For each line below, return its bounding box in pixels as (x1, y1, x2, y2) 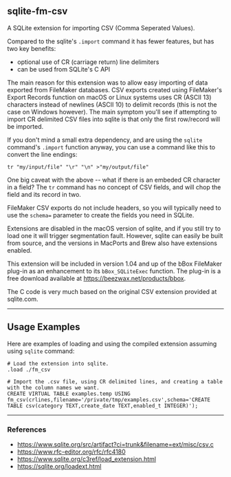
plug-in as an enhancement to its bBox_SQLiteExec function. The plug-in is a (7, 266, 221, 275)
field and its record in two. (7, 190, 81, 198)
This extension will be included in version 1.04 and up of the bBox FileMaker (7, 259, 222, 268)
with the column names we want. (7, 384, 100, 391)
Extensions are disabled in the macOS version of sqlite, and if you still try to (7, 224, 221, 233)
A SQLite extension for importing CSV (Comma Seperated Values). (7, 23, 195, 32)
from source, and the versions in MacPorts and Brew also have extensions (7, 239, 218, 247)
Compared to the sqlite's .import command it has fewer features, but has (7, 37, 214, 45)
